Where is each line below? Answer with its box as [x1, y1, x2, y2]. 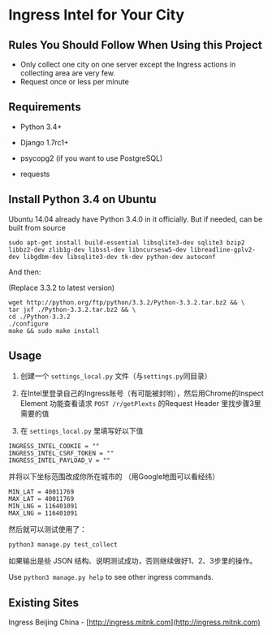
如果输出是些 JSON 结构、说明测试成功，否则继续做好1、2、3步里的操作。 [8, 556, 257, 566]
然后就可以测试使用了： [8, 525, 87, 534]
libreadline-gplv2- [189, 245, 256, 253]
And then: [8, 266, 41, 277]
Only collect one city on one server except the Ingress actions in [19, 59, 236, 69]
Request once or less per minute [19, 77, 130, 86]
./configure [8, 319, 49, 328]
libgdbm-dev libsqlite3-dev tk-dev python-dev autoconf [23, 253, 217, 261]
